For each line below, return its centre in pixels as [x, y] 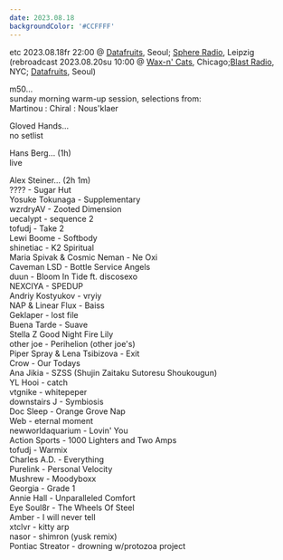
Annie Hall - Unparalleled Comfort [72, 497]
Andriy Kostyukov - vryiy [56, 295]
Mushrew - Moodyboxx [53, 478]
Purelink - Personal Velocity [61, 468]
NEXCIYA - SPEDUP [47, 285]
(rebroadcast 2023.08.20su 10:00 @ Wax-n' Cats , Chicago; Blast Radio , [142, 62]
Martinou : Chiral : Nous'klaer [64, 108]
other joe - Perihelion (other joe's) [72, 343]
